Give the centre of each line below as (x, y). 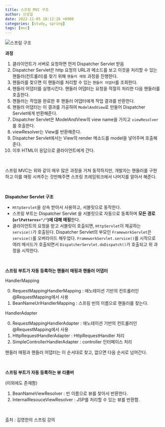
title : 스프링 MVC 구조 (27, 10)
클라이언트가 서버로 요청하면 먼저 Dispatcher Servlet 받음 (68, 64)
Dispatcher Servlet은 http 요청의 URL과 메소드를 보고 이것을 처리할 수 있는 (85, 70)
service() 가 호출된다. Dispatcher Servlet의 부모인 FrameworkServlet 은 (82, 232)
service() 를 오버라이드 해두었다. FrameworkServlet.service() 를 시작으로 (84, 238)
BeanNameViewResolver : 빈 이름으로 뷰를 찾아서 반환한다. (70, 393)
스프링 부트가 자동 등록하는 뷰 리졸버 (40, 373)
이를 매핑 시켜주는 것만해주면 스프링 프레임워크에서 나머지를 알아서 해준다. (85, 177)
